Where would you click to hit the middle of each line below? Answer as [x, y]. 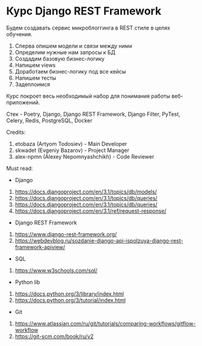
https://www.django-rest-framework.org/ [66, 234]
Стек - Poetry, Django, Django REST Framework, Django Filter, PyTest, [93, 114]
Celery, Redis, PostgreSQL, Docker [49, 120]
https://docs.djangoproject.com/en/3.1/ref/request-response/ [90, 211]
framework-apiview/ [40, 247]
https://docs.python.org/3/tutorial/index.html [70, 300]
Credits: [16, 132]
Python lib [27, 282]
